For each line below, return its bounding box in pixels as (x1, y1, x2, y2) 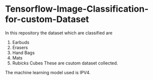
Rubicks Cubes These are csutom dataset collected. (12, 60, 118, 66)
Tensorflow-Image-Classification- (5, 3, 149, 15)
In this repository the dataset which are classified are (5, 30, 113, 36)
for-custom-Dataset (5, 14, 90, 25)
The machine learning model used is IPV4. (5, 69, 91, 75)
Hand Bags (12, 50, 35, 56)
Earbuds (12, 39, 30, 45)
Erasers (12, 44, 28, 50)
